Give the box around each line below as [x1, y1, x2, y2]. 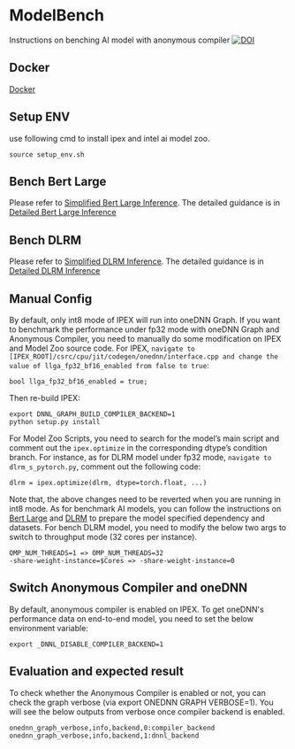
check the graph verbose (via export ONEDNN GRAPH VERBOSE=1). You [9, 697, 274, 707]
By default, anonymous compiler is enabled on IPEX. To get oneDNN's [9, 604, 265, 614]
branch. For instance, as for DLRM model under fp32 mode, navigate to [9, 452, 272, 462]
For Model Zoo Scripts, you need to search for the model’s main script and [9, 433, 280, 444]
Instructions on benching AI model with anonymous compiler [9, 35, 231, 45]
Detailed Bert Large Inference [9, 207, 117, 218]
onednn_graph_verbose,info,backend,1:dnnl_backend [9, 731, 200, 740]
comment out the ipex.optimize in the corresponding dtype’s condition [9, 443, 268, 452]
